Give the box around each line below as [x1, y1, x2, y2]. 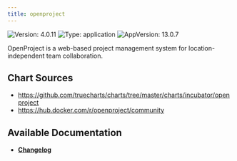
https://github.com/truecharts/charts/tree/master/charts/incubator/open [17, 90, 231, 100]
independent [7, 51, 45, 60]
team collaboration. [46, 51, 104, 60]
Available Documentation [7, 126, 123, 139]
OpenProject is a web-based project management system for [7, 43, 187, 52]
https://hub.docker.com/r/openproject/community [17, 106, 165, 115]
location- [188, 43, 216, 52]
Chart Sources [7, 72, 74, 84]
